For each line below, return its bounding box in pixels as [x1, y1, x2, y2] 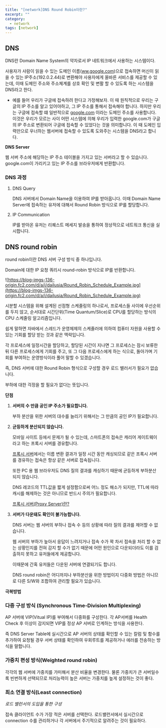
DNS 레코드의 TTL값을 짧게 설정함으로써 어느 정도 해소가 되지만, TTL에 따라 [12, 485, 159, 490]
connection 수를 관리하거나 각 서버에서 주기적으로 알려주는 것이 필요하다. [5, 717, 147, 724]
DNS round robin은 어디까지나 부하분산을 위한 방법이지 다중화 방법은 [12, 572, 146, 578]
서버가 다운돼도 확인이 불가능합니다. [12, 512, 81, 518]
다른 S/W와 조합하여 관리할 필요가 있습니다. [17, 578, 102, 584]
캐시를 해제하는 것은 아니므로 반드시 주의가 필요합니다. [12, 490, 117, 496]
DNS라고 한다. [5, 86, 33, 92]
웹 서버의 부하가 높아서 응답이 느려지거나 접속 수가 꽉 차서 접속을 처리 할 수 [12, 539, 156, 545]
